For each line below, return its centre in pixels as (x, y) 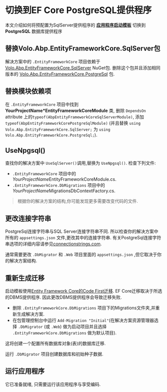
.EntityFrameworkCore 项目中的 (44, 174)
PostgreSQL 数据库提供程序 (34, 31)
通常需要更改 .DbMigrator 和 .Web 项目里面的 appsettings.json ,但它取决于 (81, 255)
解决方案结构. (23, 261)
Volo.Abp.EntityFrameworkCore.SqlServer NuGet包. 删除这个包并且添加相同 (83, 67)
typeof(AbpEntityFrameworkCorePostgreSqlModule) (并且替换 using (73, 123)
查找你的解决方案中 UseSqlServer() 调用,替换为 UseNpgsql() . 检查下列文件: (81, 163)
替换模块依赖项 (28, 91)
